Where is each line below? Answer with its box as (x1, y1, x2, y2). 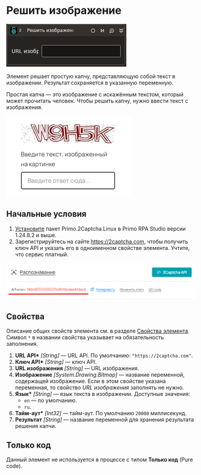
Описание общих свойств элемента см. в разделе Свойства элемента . (6, 327, 190, 335)
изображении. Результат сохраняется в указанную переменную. (6, 79, 174, 86)
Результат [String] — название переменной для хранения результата (14, 416, 194, 423)
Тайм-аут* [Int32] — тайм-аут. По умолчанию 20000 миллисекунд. (14, 410, 187, 417)
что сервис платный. (14, 250, 69, 258)
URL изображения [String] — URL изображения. (14, 365, 140, 372)
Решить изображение (6, 4, 122, 18)
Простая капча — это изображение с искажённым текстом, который (6, 91, 184, 98)
